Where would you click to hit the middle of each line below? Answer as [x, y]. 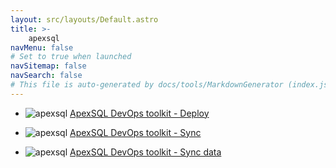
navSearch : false [46, 76]
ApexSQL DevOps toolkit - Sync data [145, 152]
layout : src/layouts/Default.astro [84, 19]
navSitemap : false [48, 66]
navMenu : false [42, 47]
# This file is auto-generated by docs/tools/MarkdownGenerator [147, 85]
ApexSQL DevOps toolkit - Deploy [139, 113]
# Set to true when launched [71, 57]
